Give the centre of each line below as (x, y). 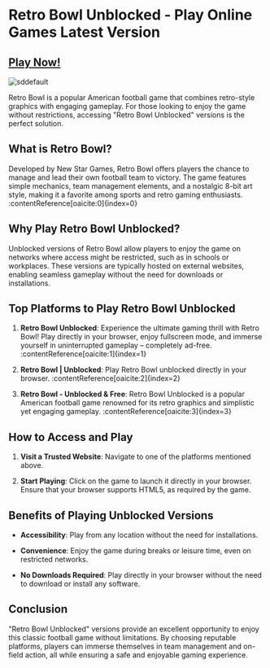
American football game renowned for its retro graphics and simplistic (137, 403)
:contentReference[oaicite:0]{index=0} (73, 203)
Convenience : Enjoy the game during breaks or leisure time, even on (136, 551)
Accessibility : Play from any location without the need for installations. (139, 535)
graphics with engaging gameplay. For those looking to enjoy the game (127, 106)
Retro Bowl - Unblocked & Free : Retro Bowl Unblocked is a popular (133, 394)
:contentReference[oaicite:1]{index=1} (83, 354)
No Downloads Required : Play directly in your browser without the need (141, 575)
